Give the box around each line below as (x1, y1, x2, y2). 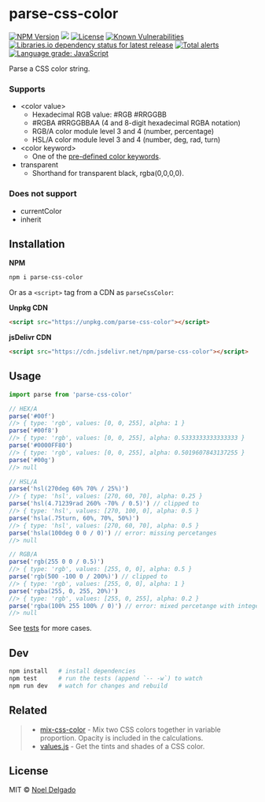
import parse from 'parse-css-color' (9, 390, 133, 398)
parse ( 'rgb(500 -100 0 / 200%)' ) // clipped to (9, 573, 168, 580)
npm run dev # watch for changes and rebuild (9, 681, 168, 690)
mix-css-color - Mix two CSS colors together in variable (39, 725, 221, 734)
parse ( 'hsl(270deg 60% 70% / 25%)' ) (9, 485, 129, 493)
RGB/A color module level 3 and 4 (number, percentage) (31, 127, 215, 136)
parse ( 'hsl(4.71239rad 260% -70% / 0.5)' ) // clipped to (9, 500, 200, 508)
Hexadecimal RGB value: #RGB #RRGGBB (31, 110, 167, 119)
